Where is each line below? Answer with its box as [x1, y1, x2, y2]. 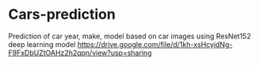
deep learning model [8, 39, 76, 49]
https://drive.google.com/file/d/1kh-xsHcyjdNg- [77, 39, 233, 49]
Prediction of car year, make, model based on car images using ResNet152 [8, 31, 251, 41]
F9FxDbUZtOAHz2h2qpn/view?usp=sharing [8, 48, 152, 57]
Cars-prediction [8, 5, 116, 23]
